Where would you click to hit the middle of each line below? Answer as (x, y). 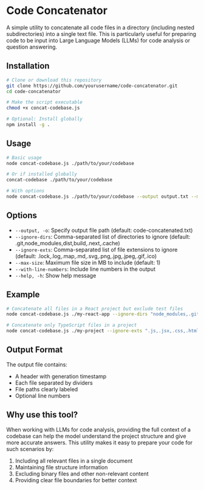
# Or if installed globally (42, 174)
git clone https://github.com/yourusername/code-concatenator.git (92, 86)
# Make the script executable (45, 102)
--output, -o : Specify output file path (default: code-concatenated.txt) (104, 230)
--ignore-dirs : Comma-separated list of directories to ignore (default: (103, 236)
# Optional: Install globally (45, 119)
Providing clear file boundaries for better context (76, 480)
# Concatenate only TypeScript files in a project (72, 325)
